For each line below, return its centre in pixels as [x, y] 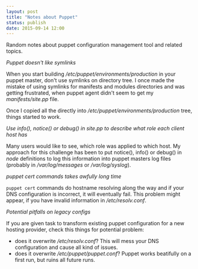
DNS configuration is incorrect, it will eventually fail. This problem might [93, 194]
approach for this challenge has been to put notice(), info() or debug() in [94, 153]
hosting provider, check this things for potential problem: [75, 230]
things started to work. [34, 117]
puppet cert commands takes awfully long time [64, 176]
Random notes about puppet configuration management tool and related [94, 45]
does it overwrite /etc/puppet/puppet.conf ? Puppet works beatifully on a [103, 254]
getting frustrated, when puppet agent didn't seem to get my [80, 93]
